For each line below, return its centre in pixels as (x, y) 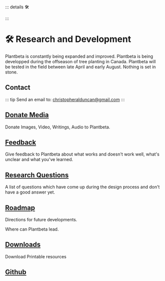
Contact (18, 88)
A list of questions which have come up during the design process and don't (82, 187)
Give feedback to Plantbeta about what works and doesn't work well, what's (82, 154)
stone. (12, 72)
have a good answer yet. (30, 192)
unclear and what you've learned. (39, 160)
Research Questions (37, 175)
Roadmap (20, 208)
